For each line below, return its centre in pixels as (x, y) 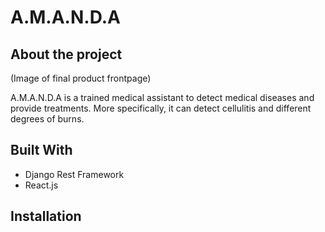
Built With (41, 150)
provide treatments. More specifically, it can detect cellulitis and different (161, 108)
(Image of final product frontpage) (81, 78)
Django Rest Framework (74, 174)
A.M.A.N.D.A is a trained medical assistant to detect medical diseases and (162, 97)
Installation (46, 216)
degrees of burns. (47, 119)
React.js (41, 185)
